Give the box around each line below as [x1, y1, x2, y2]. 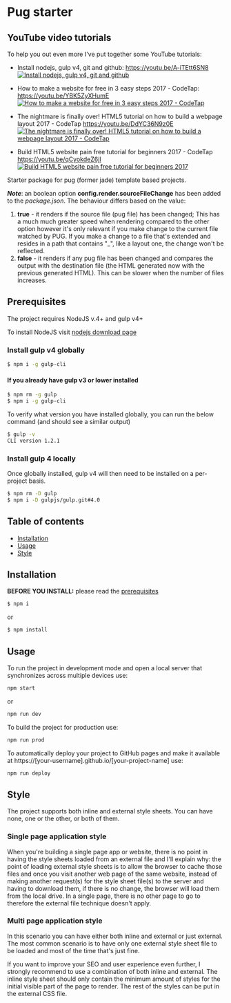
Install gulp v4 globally [7, 345, 85, 355]
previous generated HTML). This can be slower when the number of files [17, 269, 224, 277]
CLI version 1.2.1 [7, 437, 60, 444]
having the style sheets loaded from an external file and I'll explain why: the [7, 855, 222, 863]
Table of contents [7, 516, 84, 528]
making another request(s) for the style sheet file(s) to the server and [7, 876, 205, 885]
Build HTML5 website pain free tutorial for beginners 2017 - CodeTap [17, 148, 213, 156]
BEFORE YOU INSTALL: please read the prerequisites [7, 587, 159, 596]
